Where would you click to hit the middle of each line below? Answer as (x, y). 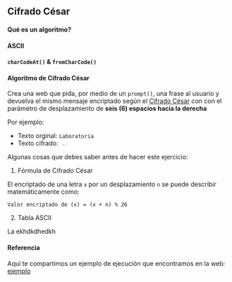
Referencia (24, 247)
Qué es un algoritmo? (39, 29)
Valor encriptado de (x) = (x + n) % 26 (68, 205)
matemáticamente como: (43, 192)
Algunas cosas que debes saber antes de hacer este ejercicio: (98, 157)
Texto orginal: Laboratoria (55, 136)
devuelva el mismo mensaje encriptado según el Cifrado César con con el (115, 101)
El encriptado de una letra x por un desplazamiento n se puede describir (112, 184)
